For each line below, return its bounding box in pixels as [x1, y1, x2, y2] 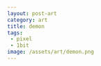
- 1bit [10, 42, 30, 49]
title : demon [7, 23, 45, 30]
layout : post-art [7, 10, 57, 17]
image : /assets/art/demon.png [7, 49, 95, 56]
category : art [7, 16, 48, 23]
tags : [7, 29, 23, 36]
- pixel [10, 36, 33, 43]
